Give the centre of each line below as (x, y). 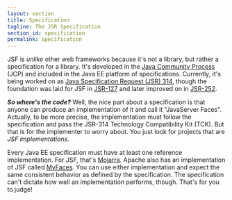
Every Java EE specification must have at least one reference (95, 153)
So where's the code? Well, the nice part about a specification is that (106, 102)
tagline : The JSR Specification (54, 26)
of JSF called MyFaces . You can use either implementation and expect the (114, 167)
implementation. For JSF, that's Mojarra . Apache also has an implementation (116, 160)
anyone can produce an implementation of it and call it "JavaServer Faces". (115, 110)
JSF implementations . (38, 139)
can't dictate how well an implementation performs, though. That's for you (114, 182)
